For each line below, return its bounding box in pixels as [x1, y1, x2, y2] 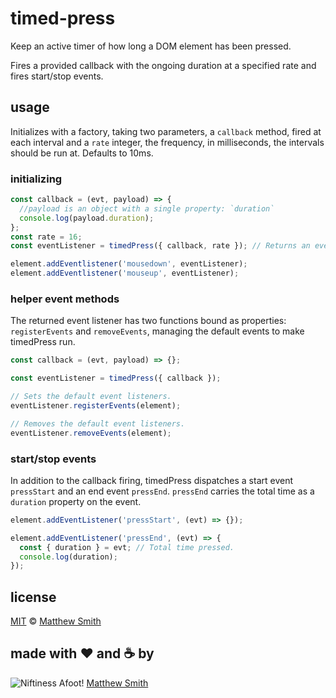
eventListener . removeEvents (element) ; [10, 428, 172, 438]
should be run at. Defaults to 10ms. [10, 147, 154, 159]
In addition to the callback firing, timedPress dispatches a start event [10, 474, 293, 486]
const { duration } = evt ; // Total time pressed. [19, 542, 235, 552]
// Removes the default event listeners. [10, 418, 186, 429]
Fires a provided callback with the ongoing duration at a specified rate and [10, 59, 317, 71]
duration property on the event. [10, 495, 142, 507]
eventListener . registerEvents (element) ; [10, 400, 182, 411]
